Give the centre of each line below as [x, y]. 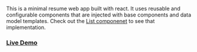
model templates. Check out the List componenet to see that [81, 21]
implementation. [26, 27]
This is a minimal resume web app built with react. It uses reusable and [93, 9]
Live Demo [22, 43]
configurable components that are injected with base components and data [99, 15]
